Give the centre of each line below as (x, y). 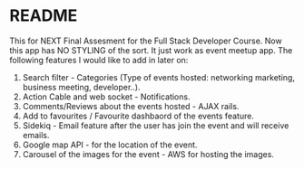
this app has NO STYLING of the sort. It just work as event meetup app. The (151, 50)
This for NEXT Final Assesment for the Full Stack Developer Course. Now (146, 41)
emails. (36, 135)
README (44, 16)
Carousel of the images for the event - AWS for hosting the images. (148, 154)
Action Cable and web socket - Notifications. (106, 97)
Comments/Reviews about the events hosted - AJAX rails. (131, 106)
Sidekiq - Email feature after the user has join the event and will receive (156, 125)
